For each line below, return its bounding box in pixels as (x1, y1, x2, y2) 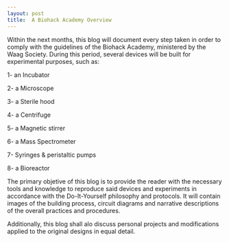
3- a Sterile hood (7, 97, 55, 105)
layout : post (7, 10, 45, 17)
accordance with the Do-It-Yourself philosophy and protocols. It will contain (7, 192, 221, 200)
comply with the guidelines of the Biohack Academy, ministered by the (7, 43, 206, 51)
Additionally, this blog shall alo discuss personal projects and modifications (7, 219, 219, 228)
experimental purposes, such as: (7, 57, 99, 65)
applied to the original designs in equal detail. (7, 227, 136, 235)
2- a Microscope (7, 84, 54, 92)
